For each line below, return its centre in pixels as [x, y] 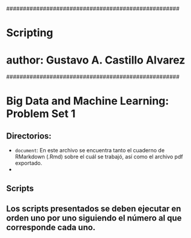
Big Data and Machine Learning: [88, 101]
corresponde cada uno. [51, 227]
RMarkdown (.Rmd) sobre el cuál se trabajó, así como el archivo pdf [99, 157]
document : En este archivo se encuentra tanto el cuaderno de [90, 150]
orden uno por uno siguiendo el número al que [94, 218]
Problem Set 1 [41, 114]
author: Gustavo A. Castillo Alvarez [96, 60]
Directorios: [29, 136]
